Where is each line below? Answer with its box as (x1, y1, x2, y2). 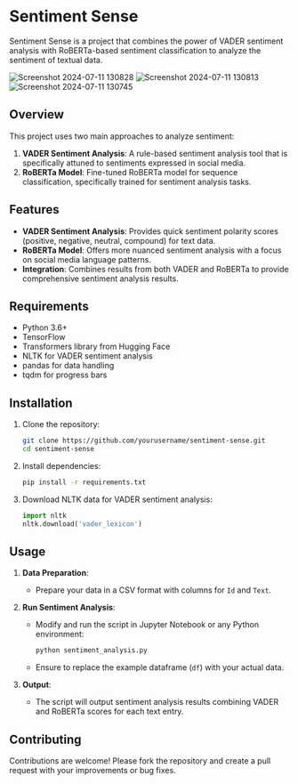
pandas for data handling (21, 360, 115, 371)
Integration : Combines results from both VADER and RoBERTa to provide (21, 263, 289, 274)
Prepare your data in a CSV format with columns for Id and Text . (35, 585, 271, 595)
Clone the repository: (21, 419, 101, 430)
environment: (35, 629, 85, 640)
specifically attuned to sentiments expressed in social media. (21, 158, 246, 168)
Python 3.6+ (21, 322, 68, 333)
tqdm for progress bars (21, 369, 108, 380)
